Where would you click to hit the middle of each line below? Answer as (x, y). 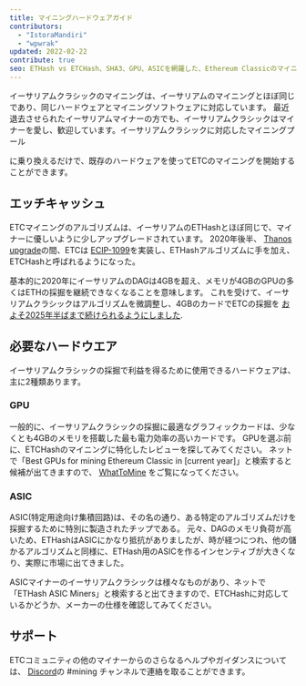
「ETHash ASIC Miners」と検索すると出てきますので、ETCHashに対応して (149, 594)
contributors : (36, 26)
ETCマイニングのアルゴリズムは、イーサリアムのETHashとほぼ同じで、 (143, 227)
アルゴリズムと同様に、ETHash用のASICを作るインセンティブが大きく (157, 551)
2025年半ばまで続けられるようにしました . (104, 314)
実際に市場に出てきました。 (77, 563)
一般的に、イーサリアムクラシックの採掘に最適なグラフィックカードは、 (144, 426)
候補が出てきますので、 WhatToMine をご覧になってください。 (127, 472)
